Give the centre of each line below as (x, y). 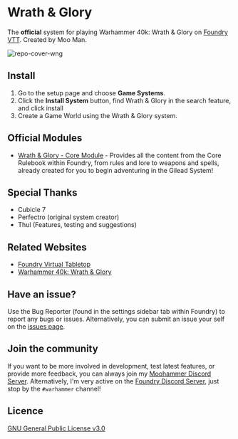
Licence (26, 411)
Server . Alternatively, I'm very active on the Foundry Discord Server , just (113, 381)
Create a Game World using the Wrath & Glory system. (98, 115)
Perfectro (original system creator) (68, 217)
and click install (41, 108)
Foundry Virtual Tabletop (54, 265)
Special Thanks (42, 192)
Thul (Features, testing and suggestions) (77, 225)
